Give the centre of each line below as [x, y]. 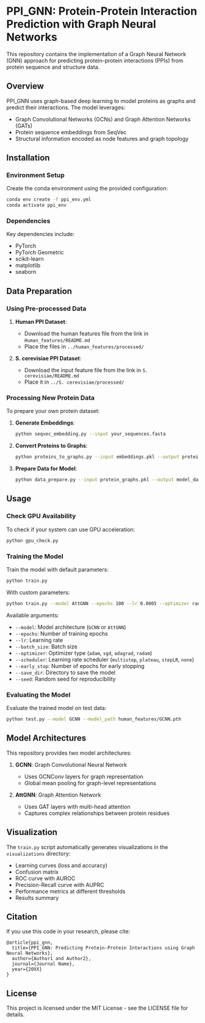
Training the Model [35, 556]
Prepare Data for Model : [46, 468]
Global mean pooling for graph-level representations [90, 783]
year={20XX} [27, 969]
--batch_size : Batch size [46, 646]
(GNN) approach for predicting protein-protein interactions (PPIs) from [95, 60]
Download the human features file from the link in [86, 334]
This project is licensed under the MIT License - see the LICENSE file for [97, 1008]
